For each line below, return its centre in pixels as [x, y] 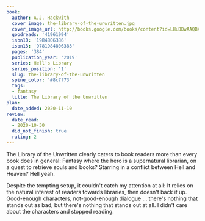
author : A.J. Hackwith [41, 18]
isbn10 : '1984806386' [39, 40]
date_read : [26, 120]
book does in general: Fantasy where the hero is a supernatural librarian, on [102, 161]
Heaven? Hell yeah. [31, 173]
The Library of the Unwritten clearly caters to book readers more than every [102, 154]
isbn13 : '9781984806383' [43, 46]
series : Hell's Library [42, 63]
